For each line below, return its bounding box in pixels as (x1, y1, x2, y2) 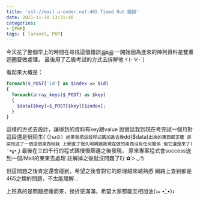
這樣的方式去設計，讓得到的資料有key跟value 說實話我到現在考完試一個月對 (6, 126, 193, 133)
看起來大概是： (6, 68, 43, 76)
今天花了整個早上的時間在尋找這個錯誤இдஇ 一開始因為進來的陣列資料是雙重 (6, 49, 194, 56)
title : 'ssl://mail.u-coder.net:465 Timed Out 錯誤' (6, 8, 139, 15)
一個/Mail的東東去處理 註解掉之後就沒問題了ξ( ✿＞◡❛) (11, 154, 144, 162)
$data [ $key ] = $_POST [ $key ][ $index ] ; (17, 103, 106, 109)
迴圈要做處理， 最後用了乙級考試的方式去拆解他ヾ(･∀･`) (6, 56, 145, 63)
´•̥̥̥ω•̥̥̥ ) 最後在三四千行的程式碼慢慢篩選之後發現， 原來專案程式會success (6, 147, 186, 154)
